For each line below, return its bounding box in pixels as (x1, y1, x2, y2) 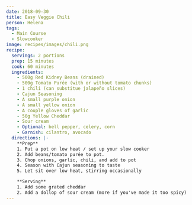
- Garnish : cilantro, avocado (17, 129, 92, 136)
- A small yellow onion (17, 102, 76, 108)
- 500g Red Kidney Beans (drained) (17, 74, 105, 80)
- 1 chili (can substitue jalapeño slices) (17, 86, 126, 92)
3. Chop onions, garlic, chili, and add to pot (17, 157, 136, 163)
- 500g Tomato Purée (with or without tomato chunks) (17, 80, 152, 86)
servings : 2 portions (11, 53, 65, 58)
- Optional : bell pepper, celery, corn (17, 124, 116, 130)
